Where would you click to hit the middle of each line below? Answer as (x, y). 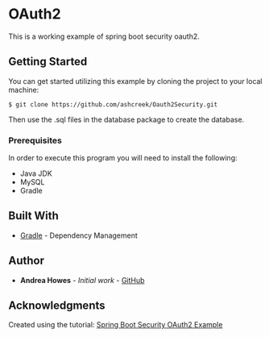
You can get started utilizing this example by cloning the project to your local (136, 81)
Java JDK (36, 173)
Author (26, 261)
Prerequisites (35, 140)
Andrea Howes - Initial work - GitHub (82, 280)
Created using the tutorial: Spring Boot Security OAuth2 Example (116, 325)
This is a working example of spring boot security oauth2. (104, 36)
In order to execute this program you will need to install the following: (123, 158)
